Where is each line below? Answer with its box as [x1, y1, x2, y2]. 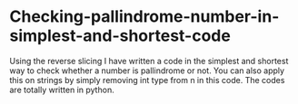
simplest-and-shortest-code [9, 25, 232, 46]
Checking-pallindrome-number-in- [9, 6, 280, 27]
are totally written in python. [9, 84, 115, 95]
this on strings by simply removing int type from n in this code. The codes [9, 74, 285, 85]
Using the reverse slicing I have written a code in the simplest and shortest [9, 55, 289, 66]
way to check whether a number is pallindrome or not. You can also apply [9, 65, 284, 76]
